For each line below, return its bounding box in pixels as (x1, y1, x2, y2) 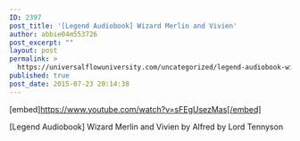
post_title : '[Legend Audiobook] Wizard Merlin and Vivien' (9, 21, 238, 30)
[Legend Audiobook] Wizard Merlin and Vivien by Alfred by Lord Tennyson (9, 121, 284, 132)
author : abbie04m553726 (9, 29, 98, 38)
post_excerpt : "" (9, 37, 74, 47)
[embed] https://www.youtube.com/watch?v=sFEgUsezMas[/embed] (9, 104, 262, 114)
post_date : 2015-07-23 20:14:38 (9, 79, 129, 88)
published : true (9, 71, 70, 80)
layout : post (9, 46, 58, 55)
